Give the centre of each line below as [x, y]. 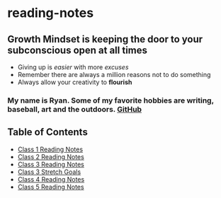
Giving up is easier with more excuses [73, 67]
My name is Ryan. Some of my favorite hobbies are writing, [110, 100]
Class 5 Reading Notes [51, 187]
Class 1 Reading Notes [50, 149]
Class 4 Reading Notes [51, 179]
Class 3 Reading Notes [51, 164]
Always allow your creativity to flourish [75, 82]
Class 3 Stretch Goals [49, 172]
